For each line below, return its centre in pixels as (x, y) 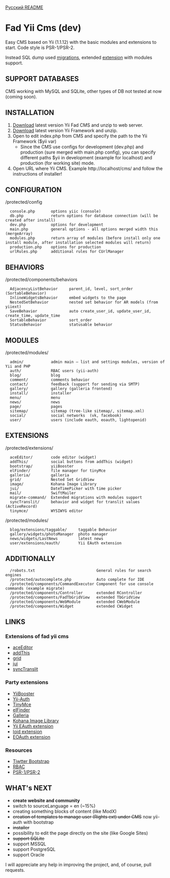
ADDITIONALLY (30, 559)
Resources (19, 750)
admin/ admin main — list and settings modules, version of (88, 362)
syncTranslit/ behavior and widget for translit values (75, 502)
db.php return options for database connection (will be (84, 216)
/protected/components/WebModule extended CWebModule (75, 602)
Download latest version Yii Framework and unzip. (65, 130)
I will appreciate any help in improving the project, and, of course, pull (78, 864)
